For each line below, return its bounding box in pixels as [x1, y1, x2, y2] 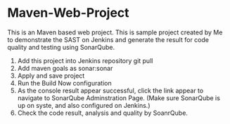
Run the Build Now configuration [17, 78, 112, 87]
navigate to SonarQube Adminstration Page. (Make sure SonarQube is [17, 93, 220, 102]
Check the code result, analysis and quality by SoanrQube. [17, 109, 189, 117]
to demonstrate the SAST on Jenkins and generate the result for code [7, 35, 210, 43]
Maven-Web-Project [7, 5, 129, 21]
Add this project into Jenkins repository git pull [17, 56, 153, 64]
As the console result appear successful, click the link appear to [17, 86, 204, 95]
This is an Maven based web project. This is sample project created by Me [7, 28, 223, 36]
